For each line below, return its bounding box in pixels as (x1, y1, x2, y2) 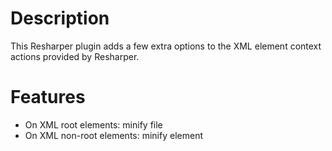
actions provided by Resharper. (10, 50, 140, 62)
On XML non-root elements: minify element (24, 129, 203, 141)
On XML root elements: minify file (24, 118, 163, 131)
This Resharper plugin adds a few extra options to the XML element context (10, 40, 322, 52)
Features (10, 86, 86, 109)
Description (10, 7, 110, 30)
